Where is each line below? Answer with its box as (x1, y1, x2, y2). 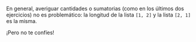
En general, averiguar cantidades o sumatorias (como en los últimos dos (6, 5, 184, 12)
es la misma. (6, 18, 37, 24)
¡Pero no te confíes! (6, 29, 55, 36)
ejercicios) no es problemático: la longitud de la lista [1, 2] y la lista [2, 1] (6, 11, 191, 18)
